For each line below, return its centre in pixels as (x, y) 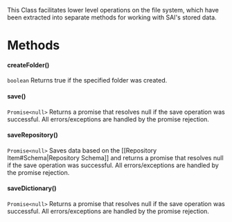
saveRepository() (33, 135)
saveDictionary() (32, 188)
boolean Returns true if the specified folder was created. (87, 80)
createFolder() (28, 65)
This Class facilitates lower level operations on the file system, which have (113, 10)
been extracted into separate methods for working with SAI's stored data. (112, 17)
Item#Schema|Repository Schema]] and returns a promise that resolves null (115, 157)
